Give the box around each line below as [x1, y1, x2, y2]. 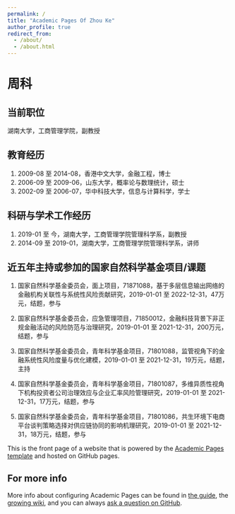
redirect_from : [7, 30, 52, 38]
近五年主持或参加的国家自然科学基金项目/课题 [7, 261, 206, 273]
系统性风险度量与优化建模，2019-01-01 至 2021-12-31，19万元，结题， [23, 355, 229, 365]
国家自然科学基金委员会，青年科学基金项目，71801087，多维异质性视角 [17, 379, 225, 388]
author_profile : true [7, 23, 71, 30]
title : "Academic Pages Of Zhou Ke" [7, 17, 115, 24]
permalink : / [7, 10, 46, 18]
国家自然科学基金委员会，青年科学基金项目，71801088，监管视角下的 [17, 347, 219, 355]
